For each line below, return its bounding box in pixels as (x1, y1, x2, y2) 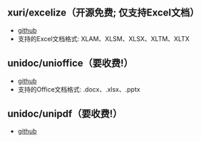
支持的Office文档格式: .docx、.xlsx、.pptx (17, 84, 140, 94)
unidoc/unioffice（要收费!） (7, 58, 133, 70)
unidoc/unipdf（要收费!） (7, 108, 123, 120)
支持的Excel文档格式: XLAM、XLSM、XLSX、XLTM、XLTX (17, 34, 190, 43)
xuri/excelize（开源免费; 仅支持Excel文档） (7, 6, 200, 19)
